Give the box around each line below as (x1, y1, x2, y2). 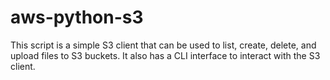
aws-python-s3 (10, 6, 144, 29)
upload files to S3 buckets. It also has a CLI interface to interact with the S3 (10, 49, 321, 61)
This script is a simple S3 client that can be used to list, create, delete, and (10, 39, 317, 51)
